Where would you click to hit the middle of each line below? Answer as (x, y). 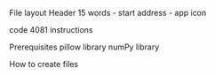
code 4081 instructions (51, 30)
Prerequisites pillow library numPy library (84, 47)
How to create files (44, 64)
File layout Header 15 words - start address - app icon (108, 13)
